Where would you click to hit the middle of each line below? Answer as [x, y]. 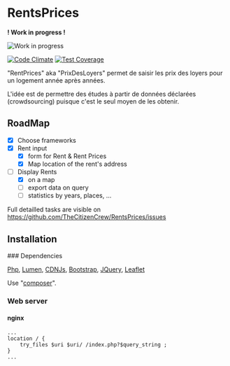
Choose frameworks [47, 140]
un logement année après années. [57, 80]
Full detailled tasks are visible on [54, 210]
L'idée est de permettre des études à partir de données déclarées [102, 94]
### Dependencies [35, 256]
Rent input [32, 148]
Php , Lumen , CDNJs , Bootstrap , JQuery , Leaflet [76, 269]
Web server [27, 301]
